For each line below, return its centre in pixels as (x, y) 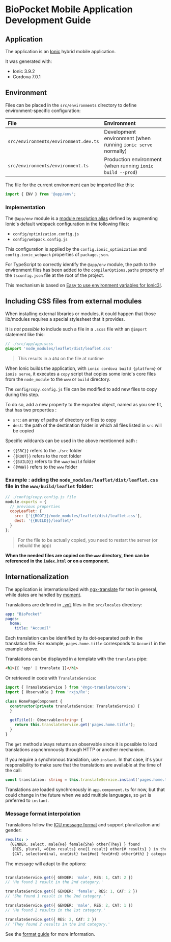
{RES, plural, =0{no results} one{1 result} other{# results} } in (85, 849)
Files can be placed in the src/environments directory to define (71, 105)
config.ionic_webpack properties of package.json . (57, 254)
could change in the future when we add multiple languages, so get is (78, 795)
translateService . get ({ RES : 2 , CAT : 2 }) (51, 919)
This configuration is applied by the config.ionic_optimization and (76, 249)
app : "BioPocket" (24, 614)
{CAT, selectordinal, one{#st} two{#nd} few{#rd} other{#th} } (80, 854)
